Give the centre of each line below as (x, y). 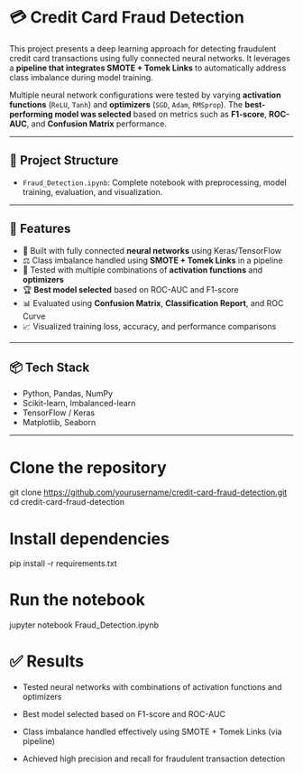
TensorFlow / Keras (59, 413)
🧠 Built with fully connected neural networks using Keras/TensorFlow (152, 250)
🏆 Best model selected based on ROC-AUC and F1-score (130, 289)
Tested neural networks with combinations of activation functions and (152, 687)
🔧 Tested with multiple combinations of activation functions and (142, 270)
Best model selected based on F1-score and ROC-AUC (124, 714)
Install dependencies (89, 539)
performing (31, 114)
